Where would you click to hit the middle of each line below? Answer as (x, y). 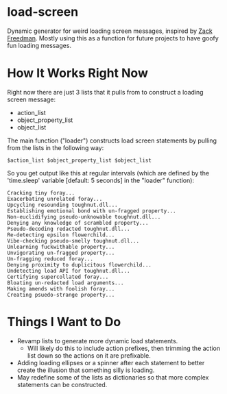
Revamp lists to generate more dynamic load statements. (97, 341)
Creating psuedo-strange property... (61, 295)
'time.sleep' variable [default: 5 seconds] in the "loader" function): (100, 180)
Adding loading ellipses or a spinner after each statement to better (111, 362)
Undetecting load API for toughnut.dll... (69, 271)
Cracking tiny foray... (41, 193)
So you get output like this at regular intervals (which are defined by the (108, 173)
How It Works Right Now (78, 73)
